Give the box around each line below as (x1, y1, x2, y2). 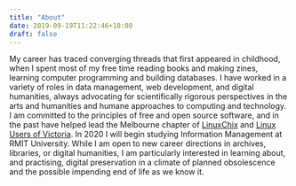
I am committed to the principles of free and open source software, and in (9, 110, 280, 120)
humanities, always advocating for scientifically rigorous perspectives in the (9, 91, 288, 102)
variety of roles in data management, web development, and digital (9, 81, 255, 93)
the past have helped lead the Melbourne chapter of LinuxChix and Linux (9, 120, 276, 130)
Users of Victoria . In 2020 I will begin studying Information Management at (9, 129, 283, 140)
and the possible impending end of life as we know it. (9, 167, 204, 177)
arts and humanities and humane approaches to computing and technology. (9, 101, 287, 112)
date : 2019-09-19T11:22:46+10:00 (9, 21, 133, 30)
